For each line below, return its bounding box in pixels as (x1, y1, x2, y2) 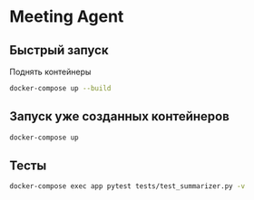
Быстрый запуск (9, 43, 109, 58)
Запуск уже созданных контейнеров (9, 109, 230, 124)
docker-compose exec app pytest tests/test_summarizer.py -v (9, 182, 246, 191)
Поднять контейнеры (9, 66, 92, 77)
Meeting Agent (9, 6, 124, 27)
